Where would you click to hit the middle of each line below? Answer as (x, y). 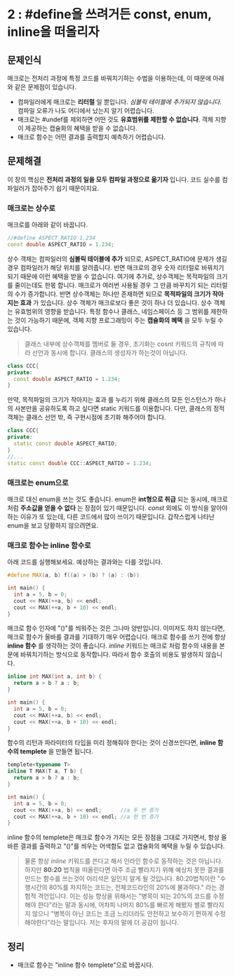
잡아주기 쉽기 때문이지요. (65, 188)
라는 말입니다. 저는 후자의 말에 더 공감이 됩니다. (115, 923)
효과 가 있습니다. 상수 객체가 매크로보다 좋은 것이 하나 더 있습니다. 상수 (116, 302)
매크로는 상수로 (32, 208)
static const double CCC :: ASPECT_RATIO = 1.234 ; (80, 463)
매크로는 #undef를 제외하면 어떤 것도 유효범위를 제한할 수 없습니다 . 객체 (115, 119)
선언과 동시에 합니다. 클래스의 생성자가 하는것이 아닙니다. (110, 352)
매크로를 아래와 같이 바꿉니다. (48, 225)
